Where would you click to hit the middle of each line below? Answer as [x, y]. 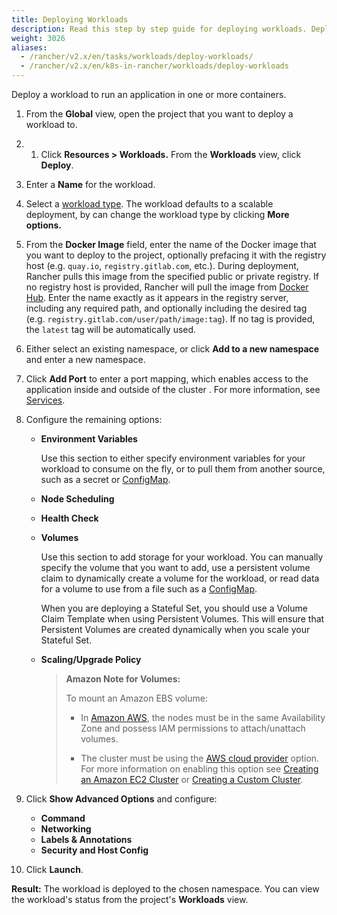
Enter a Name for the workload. [90, 184]
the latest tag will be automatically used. [111, 329]
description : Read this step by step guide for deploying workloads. [159, 29]
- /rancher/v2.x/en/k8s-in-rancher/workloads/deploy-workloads [154, 66]
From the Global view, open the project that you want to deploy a [159, 114]
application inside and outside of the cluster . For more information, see [173, 389]
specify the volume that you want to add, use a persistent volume [175, 567]
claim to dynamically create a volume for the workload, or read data [180, 578]
